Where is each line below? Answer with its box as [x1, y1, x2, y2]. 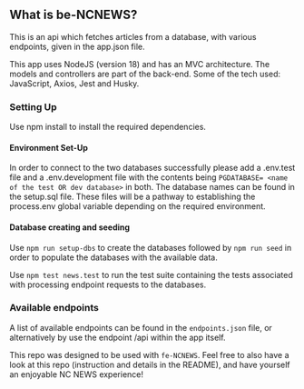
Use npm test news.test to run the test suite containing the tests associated [9, 269, 293, 280]
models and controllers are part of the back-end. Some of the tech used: [9, 68, 281, 79]
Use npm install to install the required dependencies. [9, 122, 207, 133]
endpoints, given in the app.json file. [9, 41, 145, 52]
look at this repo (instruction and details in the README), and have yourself [9, 359, 290, 370]
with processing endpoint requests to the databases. [9, 279, 207, 290]
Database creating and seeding [9, 222, 130, 233]
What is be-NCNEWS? [9, 7, 138, 23]
